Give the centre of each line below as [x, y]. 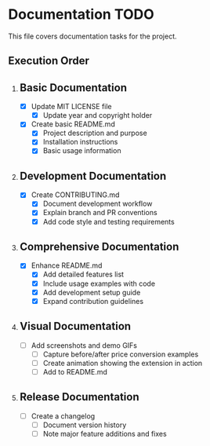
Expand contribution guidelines [93, 301]
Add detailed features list [83, 274]
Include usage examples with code [99, 283]
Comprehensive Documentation [99, 246]
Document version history [85, 425]
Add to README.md [75, 371]
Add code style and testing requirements [109, 221]
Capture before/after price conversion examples [121, 354]
